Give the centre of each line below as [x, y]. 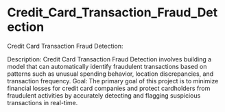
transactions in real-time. [43, 102]
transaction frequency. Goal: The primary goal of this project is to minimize [113, 81]
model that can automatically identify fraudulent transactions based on [107, 66]
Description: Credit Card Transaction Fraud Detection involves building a [109, 59]
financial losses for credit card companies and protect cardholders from [109, 88]
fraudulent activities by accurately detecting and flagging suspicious [104, 95]
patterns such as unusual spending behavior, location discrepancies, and [110, 74]
